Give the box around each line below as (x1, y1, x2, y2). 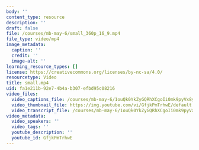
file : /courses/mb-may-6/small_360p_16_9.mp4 (6, 31, 120, 37)
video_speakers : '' (11, 119, 60, 125)
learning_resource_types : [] (6, 63, 78, 70)
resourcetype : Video (6, 74, 57, 80)
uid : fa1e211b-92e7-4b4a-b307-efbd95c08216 (6, 86, 115, 92)
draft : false (6, 25, 38, 31)
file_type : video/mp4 (6, 36, 60, 42)
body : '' (6, 8, 28, 15)
